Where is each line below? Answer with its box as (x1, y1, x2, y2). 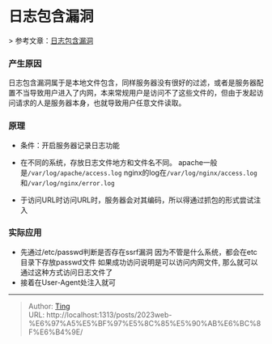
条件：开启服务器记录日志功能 (19, 140, 120, 150)
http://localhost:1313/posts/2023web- (46, 309, 172, 320)
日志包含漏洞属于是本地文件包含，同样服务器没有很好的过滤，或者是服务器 (8, 78, 257, 87)
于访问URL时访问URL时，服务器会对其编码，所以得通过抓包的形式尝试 (19, 195, 254, 205)
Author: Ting (28, 301, 70, 311)
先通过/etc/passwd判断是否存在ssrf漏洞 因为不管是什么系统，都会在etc (19, 247, 257, 257)
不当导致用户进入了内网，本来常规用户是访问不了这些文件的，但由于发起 (15, 88, 257, 98)
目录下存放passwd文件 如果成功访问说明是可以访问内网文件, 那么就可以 (19, 257, 258, 267)
